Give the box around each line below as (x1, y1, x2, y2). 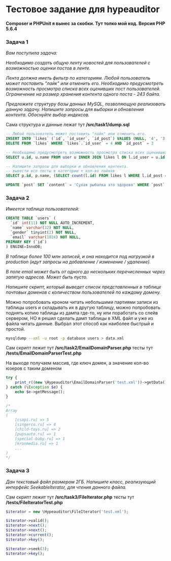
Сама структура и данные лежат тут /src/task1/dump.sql (6, 122, 130, 128)
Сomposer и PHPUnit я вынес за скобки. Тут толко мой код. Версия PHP (6, 20, 165, 26)
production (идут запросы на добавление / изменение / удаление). (6, 259, 151, 265)
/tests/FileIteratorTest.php (6, 499, 63, 505)
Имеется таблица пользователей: (6, 206, 80, 212)
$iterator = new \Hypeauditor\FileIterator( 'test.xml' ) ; (6, 509, 129, 514)
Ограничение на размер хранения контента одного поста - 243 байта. (6, 91, 161, 97)
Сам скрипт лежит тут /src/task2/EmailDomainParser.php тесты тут (6, 345, 153, 351)
